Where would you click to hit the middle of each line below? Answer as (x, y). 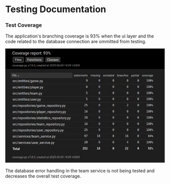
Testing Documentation (56, 9)
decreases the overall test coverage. (43, 176)
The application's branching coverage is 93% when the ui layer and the (80, 36)
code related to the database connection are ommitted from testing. (76, 42)
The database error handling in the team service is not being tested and (80, 170)
